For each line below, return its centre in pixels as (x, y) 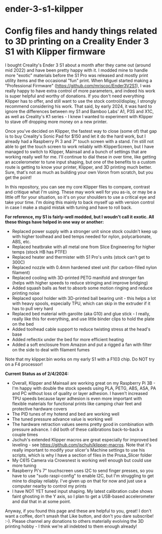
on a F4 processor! (24, 364)
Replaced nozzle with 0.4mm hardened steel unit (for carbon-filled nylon (84, 267)
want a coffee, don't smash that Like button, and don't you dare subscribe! (79, 516)
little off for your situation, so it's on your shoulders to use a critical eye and (80, 197)
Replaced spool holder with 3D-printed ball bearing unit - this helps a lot (84, 298)
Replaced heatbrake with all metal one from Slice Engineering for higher (84, 247)
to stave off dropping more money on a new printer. (56, 122)
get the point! (18, 177)
